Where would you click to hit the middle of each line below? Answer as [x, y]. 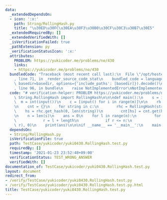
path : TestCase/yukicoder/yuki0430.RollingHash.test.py [69, 144]
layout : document [23, 171]
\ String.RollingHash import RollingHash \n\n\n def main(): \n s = [86, 97]
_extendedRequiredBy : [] [35, 33]
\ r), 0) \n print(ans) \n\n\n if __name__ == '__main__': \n [79, 125]
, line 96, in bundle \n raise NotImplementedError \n [73, 88]
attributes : [22, 56]
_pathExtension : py [30, 47]
